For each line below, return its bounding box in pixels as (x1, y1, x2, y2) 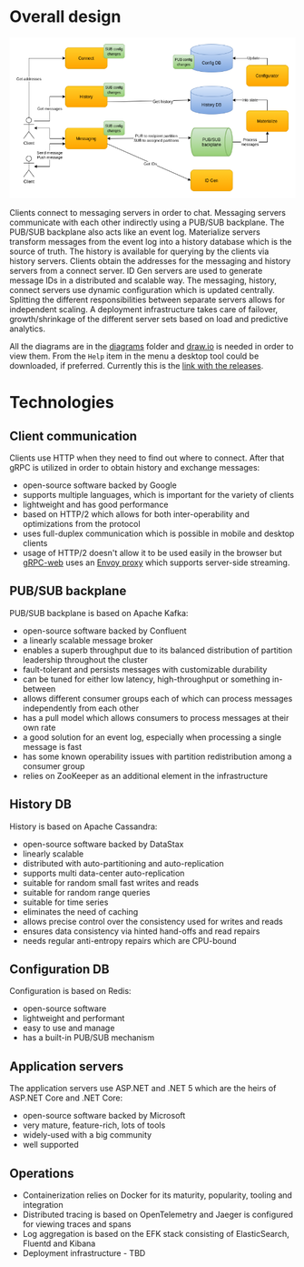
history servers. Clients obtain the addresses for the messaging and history (9, 255, 291, 266)
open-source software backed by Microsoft (22, 1110, 186, 1121)
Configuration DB (9, 961, 110, 977)
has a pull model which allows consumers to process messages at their (22, 712, 289, 723)
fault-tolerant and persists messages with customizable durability (22, 664, 268, 674)
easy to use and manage (22, 1022, 115, 1034)
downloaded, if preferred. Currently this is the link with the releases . (9, 360, 264, 370)
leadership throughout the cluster (22, 654, 148, 665)
